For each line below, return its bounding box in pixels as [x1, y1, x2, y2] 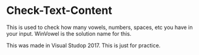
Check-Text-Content [6, 4, 112, 18]
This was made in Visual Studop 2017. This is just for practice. [6, 42, 161, 49]
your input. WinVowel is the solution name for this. [6, 30, 132, 37]
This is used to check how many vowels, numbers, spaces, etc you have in [6, 24, 193, 31]
